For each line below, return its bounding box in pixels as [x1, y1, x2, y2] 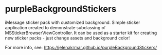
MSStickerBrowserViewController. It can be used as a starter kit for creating [5, 30, 157, 36]
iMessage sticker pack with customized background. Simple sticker [5, 19, 140, 25]
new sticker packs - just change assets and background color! [5, 35, 130, 41]
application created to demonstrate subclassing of [5, 24, 106, 30]
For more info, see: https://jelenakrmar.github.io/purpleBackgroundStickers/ [5, 44, 157, 50]
